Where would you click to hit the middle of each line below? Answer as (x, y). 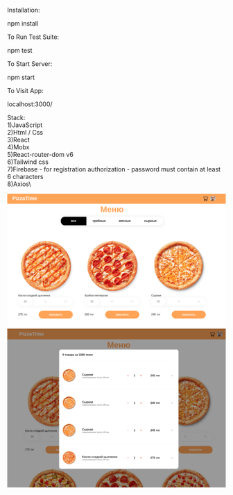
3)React (18, 140)
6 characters (25, 177)
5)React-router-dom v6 (41, 154)
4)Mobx (18, 147)
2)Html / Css (25, 132)
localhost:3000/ (30, 104)
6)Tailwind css (28, 162)
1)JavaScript (25, 125)
